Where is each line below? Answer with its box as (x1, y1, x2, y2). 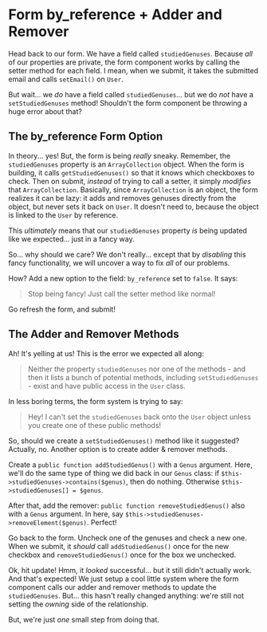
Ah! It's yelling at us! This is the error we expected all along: (8, 348, 205, 358)
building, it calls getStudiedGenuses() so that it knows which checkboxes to (8, 167, 255, 177)
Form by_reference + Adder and (8, 6, 223, 24)
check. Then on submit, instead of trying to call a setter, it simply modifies (8, 176, 252, 186)
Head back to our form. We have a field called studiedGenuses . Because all (8, 49, 253, 58)
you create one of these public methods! (27, 420, 162, 430)
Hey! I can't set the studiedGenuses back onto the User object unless (27, 412, 251, 422)
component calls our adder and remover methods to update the (8, 582, 217, 591)
